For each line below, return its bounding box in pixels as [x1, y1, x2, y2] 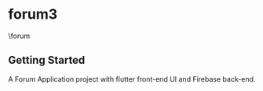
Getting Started [8, 54, 86, 67]
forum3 [8, 5, 58, 23]
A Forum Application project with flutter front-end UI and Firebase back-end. [8, 74, 256, 83]
